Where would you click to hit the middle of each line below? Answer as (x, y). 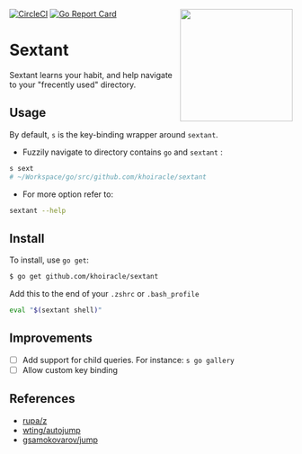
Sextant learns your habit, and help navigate (91, 75)
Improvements (51, 338)
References (42, 399)
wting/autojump (51, 430)
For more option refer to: (68, 194)
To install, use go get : (49, 260)
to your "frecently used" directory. (73, 85)
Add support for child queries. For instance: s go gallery (129, 360)
